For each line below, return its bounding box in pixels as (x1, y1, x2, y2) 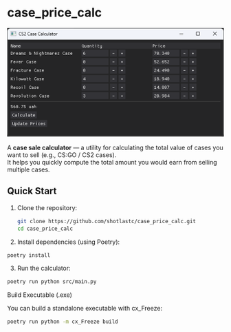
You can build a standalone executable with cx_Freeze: (7, 304, 163, 313)
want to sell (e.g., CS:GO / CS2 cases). (7, 150, 117, 159)
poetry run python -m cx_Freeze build (7, 318, 118, 325)
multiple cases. (7, 165, 50, 174)
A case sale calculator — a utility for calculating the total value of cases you (7, 143, 223, 152)
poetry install (7, 251, 51, 259)
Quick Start (7, 185, 57, 197)
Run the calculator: (16, 264, 71, 273)
